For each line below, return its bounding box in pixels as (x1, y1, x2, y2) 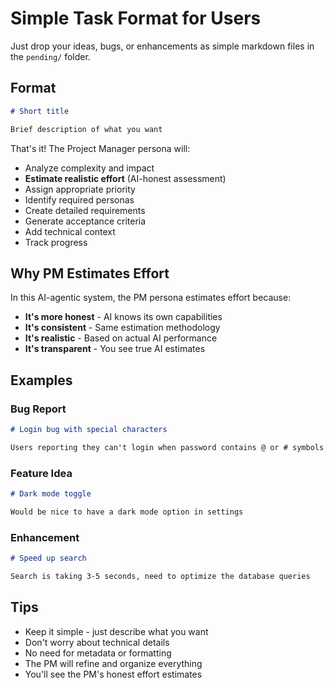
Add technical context (24, 225, 116, 237)
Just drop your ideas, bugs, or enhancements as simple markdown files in (10, 40, 315, 52)
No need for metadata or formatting (24, 647, 172, 659)
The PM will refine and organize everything (24, 657, 203, 669)
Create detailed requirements (24, 204, 146, 216)
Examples (10, 372, 73, 389)
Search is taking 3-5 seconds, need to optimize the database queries (10, 571, 311, 581)
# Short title (10, 106, 70, 116)
